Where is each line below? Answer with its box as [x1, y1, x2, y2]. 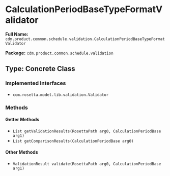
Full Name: [5, 31, 29, 37]
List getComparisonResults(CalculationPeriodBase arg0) [12, 138, 134, 144]
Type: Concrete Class [5, 64, 75, 73]
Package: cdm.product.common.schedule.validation [5, 50, 114, 56]
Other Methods [5, 149, 38, 155]
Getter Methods [5, 117, 40, 123]
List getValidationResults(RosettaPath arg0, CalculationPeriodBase [12, 128, 161, 134]
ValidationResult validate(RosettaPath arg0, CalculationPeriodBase [12, 161, 161, 166]
